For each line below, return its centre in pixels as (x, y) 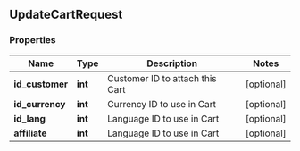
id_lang (30, 118)
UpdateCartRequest (66, 15)
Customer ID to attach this (162, 78)
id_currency (40, 104)
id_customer (41, 84)
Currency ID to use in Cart (162, 104)
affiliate (30, 133)
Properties (33, 40)
